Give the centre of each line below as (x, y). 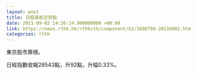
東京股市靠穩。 (25, 52)
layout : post (23, 12)
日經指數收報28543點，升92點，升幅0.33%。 (63, 65)
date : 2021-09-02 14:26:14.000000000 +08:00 (63, 23)
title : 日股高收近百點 (32, 17)
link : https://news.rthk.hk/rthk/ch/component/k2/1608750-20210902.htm (98, 29)
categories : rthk (28, 34)
